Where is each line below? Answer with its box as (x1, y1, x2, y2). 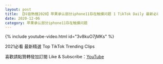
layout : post (5, 7, 32, 12)
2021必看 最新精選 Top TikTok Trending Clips (5, 44, 95, 50)
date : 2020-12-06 (5, 16, 40, 21)
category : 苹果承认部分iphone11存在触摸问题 (5, 20, 88, 26)
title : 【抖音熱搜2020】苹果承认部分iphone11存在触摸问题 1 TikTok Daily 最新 (5, 12, 154, 16)
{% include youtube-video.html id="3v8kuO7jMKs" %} (5, 34, 114, 39)
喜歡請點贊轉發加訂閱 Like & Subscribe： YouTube (5, 54, 104, 60)
